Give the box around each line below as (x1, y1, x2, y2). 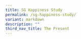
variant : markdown (5, 17, 44, 22)
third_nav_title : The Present (5, 26, 70, 31)
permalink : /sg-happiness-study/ (5, 12, 76, 17)
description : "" (5, 21, 40, 27)
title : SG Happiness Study (5, 7, 63, 13)
